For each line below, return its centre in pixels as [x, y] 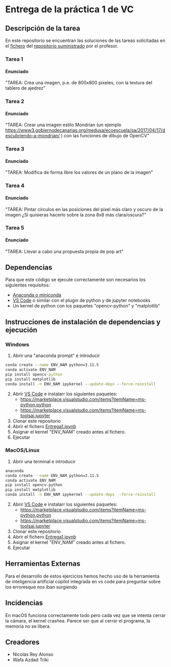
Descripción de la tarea [43, 28]
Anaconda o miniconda [37, 295]
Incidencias [24, 603]
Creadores [22, 642]
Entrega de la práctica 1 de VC [69, 9]
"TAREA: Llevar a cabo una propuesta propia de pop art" [64, 251]
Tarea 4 [15, 186]
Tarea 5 [15, 228]
